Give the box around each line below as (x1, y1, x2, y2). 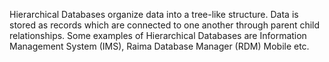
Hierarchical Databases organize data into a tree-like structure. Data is (9, 9, 299, 20)
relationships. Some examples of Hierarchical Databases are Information (9, 30, 307, 41)
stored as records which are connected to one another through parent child (9, 19, 321, 31)
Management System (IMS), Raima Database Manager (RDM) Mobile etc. (9, 40, 310, 52)
